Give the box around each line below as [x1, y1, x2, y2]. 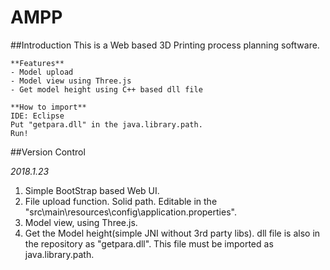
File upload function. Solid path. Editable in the [24, 195, 218, 207]
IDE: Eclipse [10, 111, 65, 121]
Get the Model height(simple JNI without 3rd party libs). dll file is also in [24, 227, 321, 239]
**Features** [10, 58, 65, 68]
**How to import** [10, 102, 87, 112]
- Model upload [10, 67, 74, 77]
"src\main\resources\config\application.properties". [24, 206, 237, 218]
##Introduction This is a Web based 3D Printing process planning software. [10, 39, 320, 51]
